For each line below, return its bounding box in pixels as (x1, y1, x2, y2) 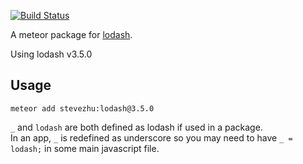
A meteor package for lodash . (10, 29, 133, 40)
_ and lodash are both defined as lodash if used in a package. (10, 121, 263, 133)
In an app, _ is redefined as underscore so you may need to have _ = (10, 131, 293, 144)
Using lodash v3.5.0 (10, 48, 93, 60)
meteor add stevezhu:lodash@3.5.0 (10, 103, 155, 114)
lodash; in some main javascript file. (10, 142, 160, 154)
